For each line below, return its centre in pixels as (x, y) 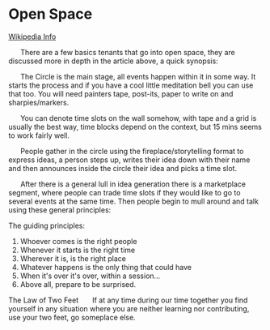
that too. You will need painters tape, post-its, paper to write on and (121, 93)
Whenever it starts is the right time (78, 250)
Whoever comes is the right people (78, 241)
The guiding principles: (47, 225)
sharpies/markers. (39, 102)
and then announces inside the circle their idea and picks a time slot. (122, 168)
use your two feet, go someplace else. (72, 317)
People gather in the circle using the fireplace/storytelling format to (132, 151)
